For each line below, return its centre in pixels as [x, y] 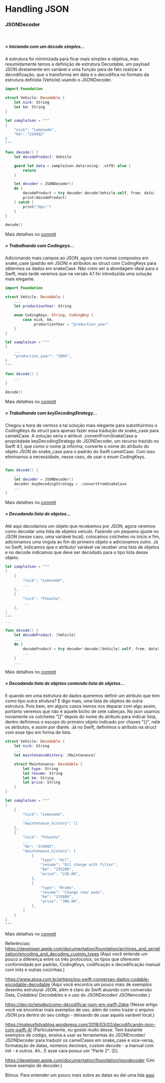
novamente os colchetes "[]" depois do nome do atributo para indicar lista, [81, 717]
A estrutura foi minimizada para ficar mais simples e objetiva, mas [72, 59]
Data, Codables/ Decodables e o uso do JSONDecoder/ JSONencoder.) [78, 995]
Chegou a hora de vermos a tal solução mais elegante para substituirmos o [81, 425]
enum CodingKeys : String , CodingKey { [54, 315]
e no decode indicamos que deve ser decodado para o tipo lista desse [77, 552]
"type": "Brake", [58, 888]
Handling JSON [37, 9]
